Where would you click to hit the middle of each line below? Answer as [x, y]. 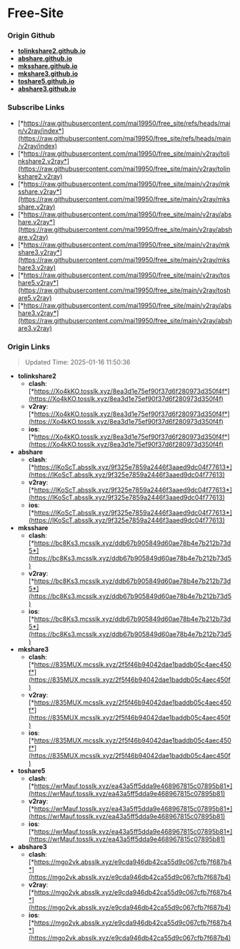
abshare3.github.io [47, 89]
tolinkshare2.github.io [51, 51]
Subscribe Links [36, 107]
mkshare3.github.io [48, 74]
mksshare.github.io [47, 66]
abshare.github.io [45, 59]
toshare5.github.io [46, 81]
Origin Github [31, 36]
